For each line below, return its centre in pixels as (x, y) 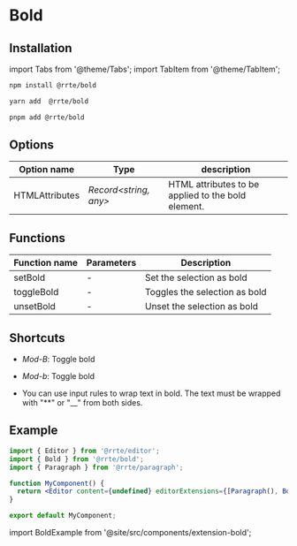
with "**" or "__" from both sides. (82, 403)
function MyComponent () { (57, 483)
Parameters (111, 263)
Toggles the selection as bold (206, 292)
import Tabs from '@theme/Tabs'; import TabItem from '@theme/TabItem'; (145, 69)
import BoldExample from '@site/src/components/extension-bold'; (130, 532)
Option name (47, 170)
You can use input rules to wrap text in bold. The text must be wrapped (151, 393)
